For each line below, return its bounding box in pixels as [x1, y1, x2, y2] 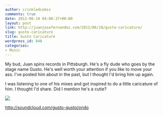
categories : [5, 43, 29, 48]
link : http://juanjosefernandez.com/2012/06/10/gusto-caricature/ [5, 25, 143, 30]
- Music [5, 48, 21, 52]
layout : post [5, 20, 32, 26]
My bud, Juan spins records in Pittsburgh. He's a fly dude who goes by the [5, 61, 155, 67]
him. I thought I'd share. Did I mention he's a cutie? [5, 86, 107, 92]
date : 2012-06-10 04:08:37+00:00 [5, 16, 73, 21]
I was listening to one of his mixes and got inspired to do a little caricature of [5, 81, 158, 86]
